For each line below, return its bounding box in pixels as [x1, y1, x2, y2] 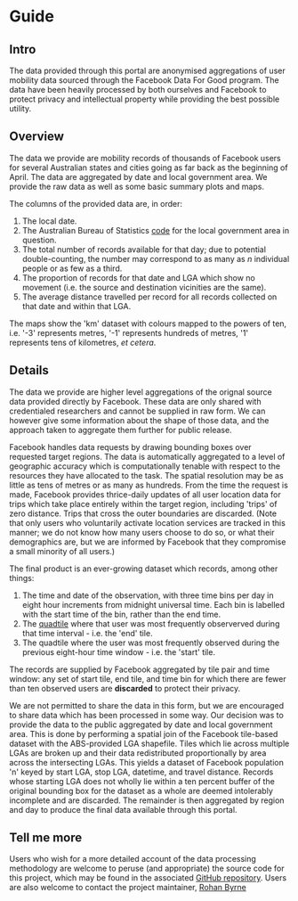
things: [9, 572, 35, 583]
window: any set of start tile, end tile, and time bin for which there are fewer [9, 673, 286, 684]
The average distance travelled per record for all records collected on [21, 291, 278, 302]
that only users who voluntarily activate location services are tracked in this [9, 517, 286, 528]
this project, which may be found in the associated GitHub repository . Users [9, 872, 287, 883]
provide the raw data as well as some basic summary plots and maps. [9, 181, 265, 192]
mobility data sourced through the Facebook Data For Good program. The [9, 75, 279, 86]
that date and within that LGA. [21, 300, 132, 311]
